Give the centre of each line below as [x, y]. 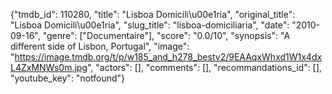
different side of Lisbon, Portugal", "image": [100, 46]
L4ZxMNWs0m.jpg [49, 67]
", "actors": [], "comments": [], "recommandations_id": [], [204, 67]
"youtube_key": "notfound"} [68, 78]
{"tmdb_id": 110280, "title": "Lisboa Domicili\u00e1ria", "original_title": [153, 14]
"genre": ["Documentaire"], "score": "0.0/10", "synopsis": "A [166, 35]
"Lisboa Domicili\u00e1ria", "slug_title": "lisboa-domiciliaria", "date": [150, 25]
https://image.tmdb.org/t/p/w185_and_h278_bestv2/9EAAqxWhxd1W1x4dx [168, 57]
